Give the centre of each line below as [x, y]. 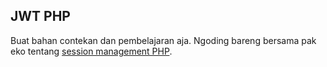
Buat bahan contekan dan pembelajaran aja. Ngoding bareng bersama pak [163, 40]
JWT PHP [40, 16]
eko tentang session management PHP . [91, 51]
